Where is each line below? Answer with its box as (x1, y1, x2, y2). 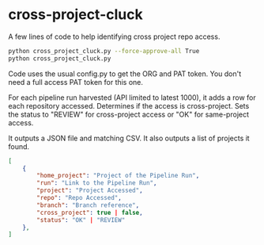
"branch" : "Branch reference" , (36, 201, 140, 209)
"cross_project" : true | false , (36, 209, 144, 216)
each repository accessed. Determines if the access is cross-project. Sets (8, 101, 250, 110)
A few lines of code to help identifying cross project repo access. (8, 32, 221, 41)
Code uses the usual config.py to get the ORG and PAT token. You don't (8, 69, 242, 78)
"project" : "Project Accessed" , (36, 186, 144, 195)
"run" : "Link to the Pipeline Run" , (36, 179, 157, 187)
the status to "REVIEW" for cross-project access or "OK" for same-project (8, 109, 250, 119)
